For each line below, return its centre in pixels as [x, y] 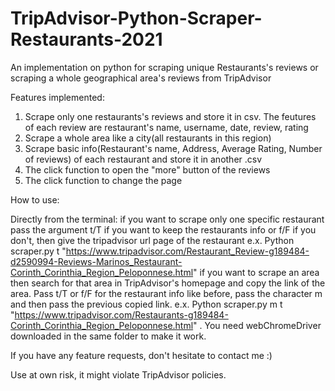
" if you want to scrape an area [256, 272]
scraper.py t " [38, 251]
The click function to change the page [103, 180]
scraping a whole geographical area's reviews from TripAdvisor [141, 78]
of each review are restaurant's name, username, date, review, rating [166, 127]
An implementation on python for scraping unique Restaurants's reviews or [164, 67]
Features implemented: [57, 97]
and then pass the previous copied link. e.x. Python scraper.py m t [146, 304]
